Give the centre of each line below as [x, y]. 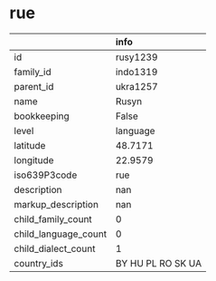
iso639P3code [46, 175]
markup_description [56, 204]
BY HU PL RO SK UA [158, 263]
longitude [34, 160]
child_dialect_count [55, 248]
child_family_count [53, 218]
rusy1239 [136, 57]
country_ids [38, 263]
